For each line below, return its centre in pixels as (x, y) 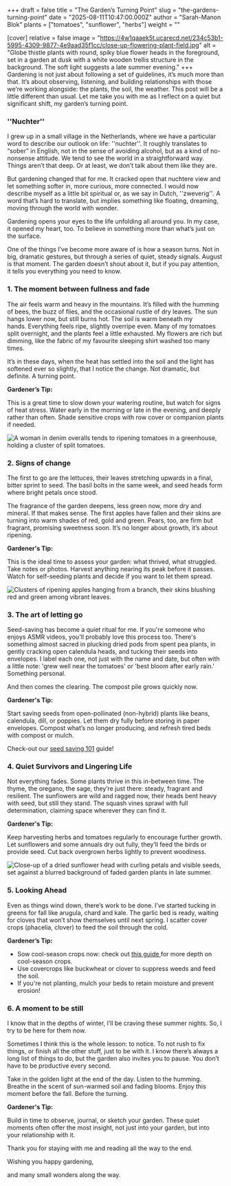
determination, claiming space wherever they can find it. (87, 811)
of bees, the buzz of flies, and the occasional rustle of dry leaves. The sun (112, 311)
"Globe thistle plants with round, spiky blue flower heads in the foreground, (113, 52)
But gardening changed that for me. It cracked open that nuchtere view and (114, 179)
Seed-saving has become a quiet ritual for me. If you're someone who (106, 630)
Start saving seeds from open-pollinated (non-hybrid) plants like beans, (109, 714)
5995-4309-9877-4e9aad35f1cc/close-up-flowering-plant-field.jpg (103, 45)
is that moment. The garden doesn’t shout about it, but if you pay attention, (113, 264)
